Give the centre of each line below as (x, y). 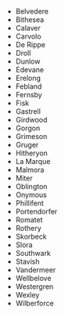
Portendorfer (36, 212)
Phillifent (30, 203)
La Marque (33, 161)
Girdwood (31, 120)
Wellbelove (33, 278)
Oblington (31, 186)
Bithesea (30, 20)
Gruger (27, 145)
